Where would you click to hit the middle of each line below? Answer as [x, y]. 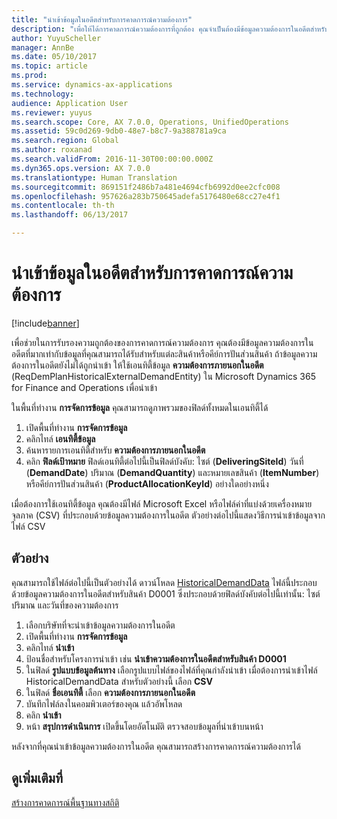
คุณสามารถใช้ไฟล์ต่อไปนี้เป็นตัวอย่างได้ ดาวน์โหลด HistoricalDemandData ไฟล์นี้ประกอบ [164, 582]
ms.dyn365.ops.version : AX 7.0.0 [81, 168]
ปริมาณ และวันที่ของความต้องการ [65, 605]
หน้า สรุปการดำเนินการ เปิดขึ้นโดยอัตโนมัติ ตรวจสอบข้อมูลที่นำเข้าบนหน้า [144, 726]
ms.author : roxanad [52, 150]
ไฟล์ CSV [28, 526]
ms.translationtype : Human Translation [94, 177]
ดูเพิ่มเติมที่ [37, 778]
